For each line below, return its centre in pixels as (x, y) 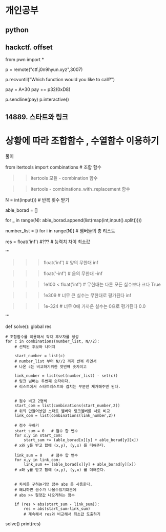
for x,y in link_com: (37, 460)
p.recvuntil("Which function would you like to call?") (60, 80)
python (17, 30)
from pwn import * (25, 60)
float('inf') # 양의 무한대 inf (71, 262)
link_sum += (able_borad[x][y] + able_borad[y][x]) (80, 464)
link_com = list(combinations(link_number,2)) (65, 415)
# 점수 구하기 (27, 425)
